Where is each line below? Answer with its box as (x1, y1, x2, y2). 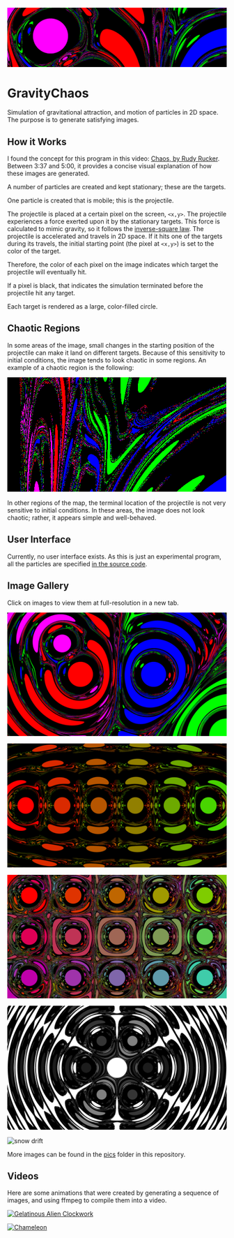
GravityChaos (7, 85, 89, 101)
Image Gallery (7, 580, 70, 592)
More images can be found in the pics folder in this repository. (7, 1150, 186, 1158)
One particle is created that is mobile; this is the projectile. (7, 196, 174, 205)
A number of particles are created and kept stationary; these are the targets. (7, 183, 226, 191)
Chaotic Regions (7, 323, 81, 334)
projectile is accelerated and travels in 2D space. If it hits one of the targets (7, 232, 223, 241)
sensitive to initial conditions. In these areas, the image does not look (7, 506, 205, 514)
